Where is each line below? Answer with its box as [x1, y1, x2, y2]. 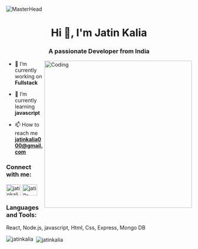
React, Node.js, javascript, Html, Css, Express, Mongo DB [6, 224, 146, 231]
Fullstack [14, 79, 38, 87]
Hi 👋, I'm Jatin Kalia [51, 26, 147, 39]
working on [14, 73, 42, 80]
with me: [6, 171, 32, 179]
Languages [6, 203, 39, 211]
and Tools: [6, 211, 37, 219]
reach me [14, 130, 38, 137]
